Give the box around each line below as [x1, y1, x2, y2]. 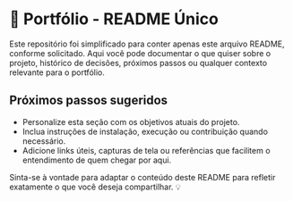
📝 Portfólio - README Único [9, 9, 220, 29]
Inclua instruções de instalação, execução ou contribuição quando [22, 126, 269, 137]
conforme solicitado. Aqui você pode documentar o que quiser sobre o [9, 47, 271, 58]
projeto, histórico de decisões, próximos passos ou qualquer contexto [9, 57, 267, 68]
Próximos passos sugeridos [9, 93, 168, 108]
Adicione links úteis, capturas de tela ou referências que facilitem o [22, 145, 271, 155]
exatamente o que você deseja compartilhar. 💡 [9, 181, 182, 192]
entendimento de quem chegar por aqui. [22, 155, 172, 165]
